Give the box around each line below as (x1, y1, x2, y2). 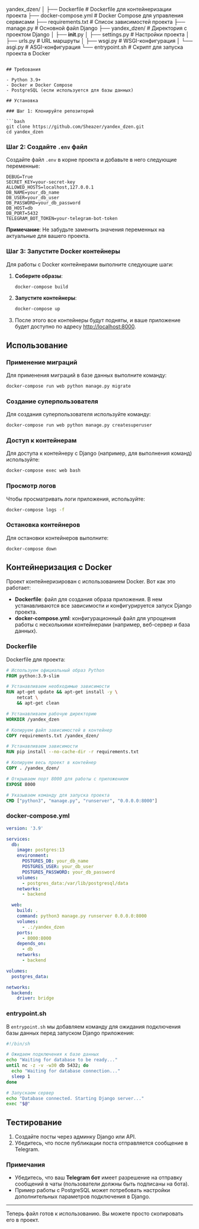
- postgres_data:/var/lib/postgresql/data (21, 880, 129, 886)
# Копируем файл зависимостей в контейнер (6, 727, 113, 733)
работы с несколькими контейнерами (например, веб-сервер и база (14, 621, 191, 628)
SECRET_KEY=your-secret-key (6, 179, 76, 186)
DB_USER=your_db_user (6, 195, 60, 201)
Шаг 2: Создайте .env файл (6, 143, 88, 151)
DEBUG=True (6, 174, 33, 180)
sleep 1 (11, 1073, 31, 1079)
